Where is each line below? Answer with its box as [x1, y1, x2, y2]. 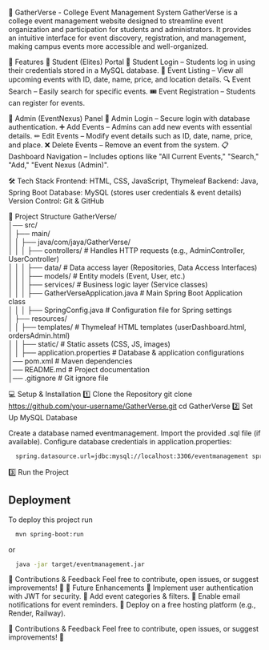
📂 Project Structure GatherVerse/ [8, 212, 118, 221]
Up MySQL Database [8, 413, 78, 422]
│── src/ [8, 220, 38, 230]
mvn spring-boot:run [15, 530, 84, 538]
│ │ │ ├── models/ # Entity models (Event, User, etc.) [8, 271, 186, 280]
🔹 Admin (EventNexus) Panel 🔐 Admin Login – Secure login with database [8, 114, 251, 123]
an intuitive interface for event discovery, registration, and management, [8, 33, 247, 42]
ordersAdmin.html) [8, 331, 70, 340]
